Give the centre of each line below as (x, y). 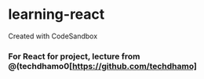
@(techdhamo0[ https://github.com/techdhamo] (103, 66)
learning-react (56, 14)
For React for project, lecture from (74, 56)
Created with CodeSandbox (53, 36)
